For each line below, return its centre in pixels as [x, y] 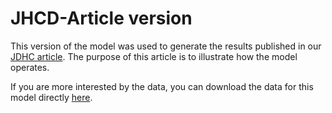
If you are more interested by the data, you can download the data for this [162, 86]
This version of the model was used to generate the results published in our [166, 46]
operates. [30, 67]
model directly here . [51, 97]
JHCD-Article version [101, 18]
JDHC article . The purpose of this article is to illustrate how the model [154, 56]
